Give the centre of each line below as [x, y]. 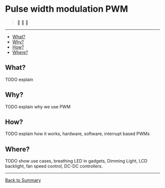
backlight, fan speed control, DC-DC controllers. [54, 166]
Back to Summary [23, 180]
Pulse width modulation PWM [67, 9]
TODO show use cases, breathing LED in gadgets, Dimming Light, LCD [76, 161]
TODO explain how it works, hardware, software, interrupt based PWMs [77, 134]
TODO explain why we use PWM [38, 107]
